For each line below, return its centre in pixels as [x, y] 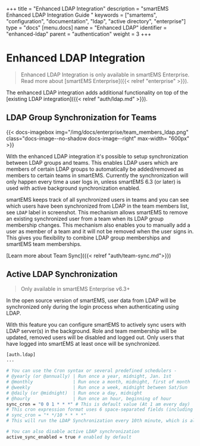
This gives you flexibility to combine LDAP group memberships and [88, 238]
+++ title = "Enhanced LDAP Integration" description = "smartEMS [87, 9]
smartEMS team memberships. [44, 244]
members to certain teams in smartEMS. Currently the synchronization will [97, 175]
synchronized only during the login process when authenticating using [93, 306]
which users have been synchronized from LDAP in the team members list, [98, 206]
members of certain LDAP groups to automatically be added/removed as [95, 169]
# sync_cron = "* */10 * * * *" [46, 415]
